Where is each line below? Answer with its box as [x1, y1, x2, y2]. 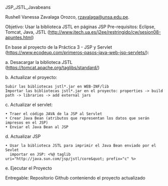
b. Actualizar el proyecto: [5, 74, 57, 80]
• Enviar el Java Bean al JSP [5, 125, 69, 130]
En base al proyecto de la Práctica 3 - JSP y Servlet [5, 44, 112, 50]
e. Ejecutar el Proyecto [5, 165, 52, 171]
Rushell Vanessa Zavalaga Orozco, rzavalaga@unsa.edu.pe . [5, 14, 130, 20]
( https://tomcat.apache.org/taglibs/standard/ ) [5, 65, 100, 70]
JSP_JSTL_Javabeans [5, 5, 51, 10]
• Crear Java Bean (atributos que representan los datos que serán [5, 116, 150, 121]
